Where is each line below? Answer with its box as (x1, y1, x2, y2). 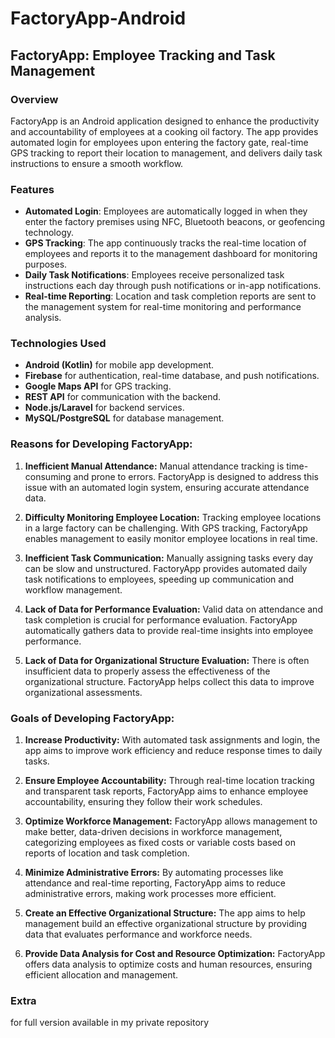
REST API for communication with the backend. (24, 391, 222, 403)
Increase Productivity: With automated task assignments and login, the (24, 734, 321, 746)
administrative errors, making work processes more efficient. (24, 888, 277, 900)
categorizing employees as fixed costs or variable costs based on (24, 837, 296, 849)
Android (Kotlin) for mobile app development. (24, 359, 215, 371)
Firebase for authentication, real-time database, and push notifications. (24, 370, 320, 382)
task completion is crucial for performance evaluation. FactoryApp (24, 613, 298, 626)
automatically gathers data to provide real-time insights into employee (24, 624, 314, 636)
